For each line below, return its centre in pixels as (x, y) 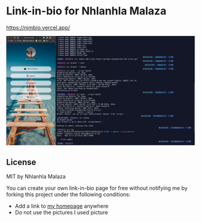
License (21, 162)
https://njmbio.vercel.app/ (38, 28)
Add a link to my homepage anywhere (62, 206)
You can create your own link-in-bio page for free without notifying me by (97, 188)
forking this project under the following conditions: (68, 194)
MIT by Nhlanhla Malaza (36, 177)
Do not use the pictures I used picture (61, 212)
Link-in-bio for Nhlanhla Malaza (86, 11)
